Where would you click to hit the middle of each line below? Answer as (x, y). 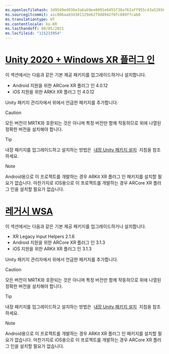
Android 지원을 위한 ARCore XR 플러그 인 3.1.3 (59, 242)
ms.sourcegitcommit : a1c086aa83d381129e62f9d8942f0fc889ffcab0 (73, 15)
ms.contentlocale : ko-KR (31, 24)
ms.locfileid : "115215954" (33, 33)
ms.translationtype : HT (30, 19)
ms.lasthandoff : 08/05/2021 (35, 29)
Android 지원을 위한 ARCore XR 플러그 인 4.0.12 (60, 85)
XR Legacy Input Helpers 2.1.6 (44, 236)
